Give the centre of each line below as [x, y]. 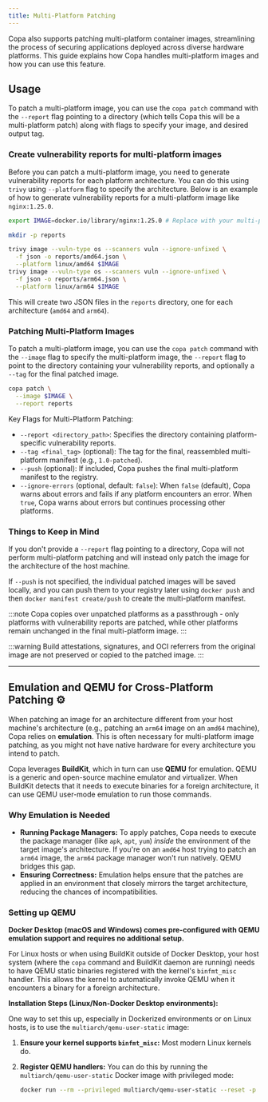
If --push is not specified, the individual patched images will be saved [122, 581]
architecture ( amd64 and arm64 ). [59, 310]
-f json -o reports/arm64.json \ [71, 279]
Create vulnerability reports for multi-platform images [115, 154]
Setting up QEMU [42, 912]
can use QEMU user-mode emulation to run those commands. [110, 794]
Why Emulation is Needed [59, 815]
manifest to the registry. [59, 477]
